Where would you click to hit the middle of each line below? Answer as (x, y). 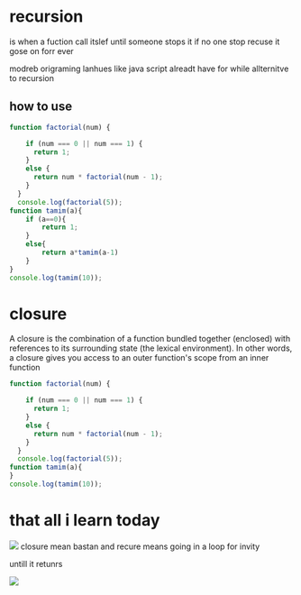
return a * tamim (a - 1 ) (80, 252)
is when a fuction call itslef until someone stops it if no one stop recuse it (145, 41)
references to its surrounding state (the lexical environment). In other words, (151, 348)
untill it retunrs (36, 563)
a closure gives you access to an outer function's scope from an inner (139, 358)
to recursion (32, 78)
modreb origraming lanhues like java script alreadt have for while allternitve (149, 69)
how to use (41, 107)
